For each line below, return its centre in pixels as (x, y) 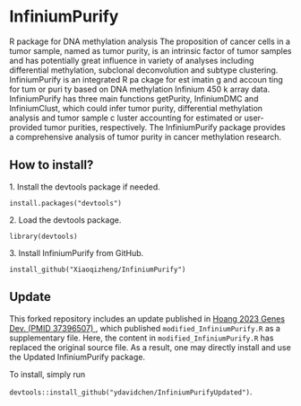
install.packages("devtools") (66, 203)
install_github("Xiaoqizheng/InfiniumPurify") (98, 269)
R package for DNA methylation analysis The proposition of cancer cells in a (150, 41)
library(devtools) (43, 236)
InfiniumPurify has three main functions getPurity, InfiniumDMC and (134, 98)
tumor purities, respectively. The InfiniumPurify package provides (165, 127)
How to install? (52, 165)
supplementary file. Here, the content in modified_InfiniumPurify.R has (142, 338)
